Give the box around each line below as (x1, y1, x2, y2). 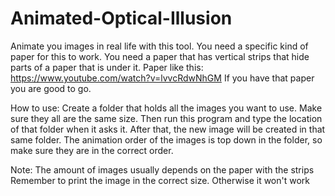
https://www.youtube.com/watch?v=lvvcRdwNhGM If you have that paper (10, 72, 315, 84)
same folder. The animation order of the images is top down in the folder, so (10, 133, 323, 146)
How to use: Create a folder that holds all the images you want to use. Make (10, 102, 323, 114)
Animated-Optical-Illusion (10, 7, 233, 30)
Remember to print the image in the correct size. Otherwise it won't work (10, 174, 311, 186)
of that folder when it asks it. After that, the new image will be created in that (10, 123, 326, 135)
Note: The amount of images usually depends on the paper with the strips (10, 163, 315, 176)
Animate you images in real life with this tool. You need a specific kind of (10, 40, 309, 52)
